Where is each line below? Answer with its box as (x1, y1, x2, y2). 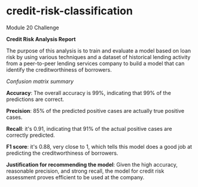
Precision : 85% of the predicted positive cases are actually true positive (6, 107, 184, 114)
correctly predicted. (6, 131, 55, 139)
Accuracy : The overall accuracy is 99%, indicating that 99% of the (6, 89, 172, 96)
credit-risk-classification (6, 4, 133, 18)
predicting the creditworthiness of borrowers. (6, 149, 118, 157)
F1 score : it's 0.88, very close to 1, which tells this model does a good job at (6, 143, 193, 150)
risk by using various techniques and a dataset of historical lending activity (6, 53, 191, 60)
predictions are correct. (6, 96, 65, 103)
